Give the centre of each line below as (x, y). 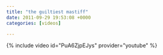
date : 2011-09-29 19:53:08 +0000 (49, 18)
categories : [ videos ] (34, 23)
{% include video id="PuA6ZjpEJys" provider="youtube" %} (82, 45)
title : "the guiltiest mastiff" (47, 12)
